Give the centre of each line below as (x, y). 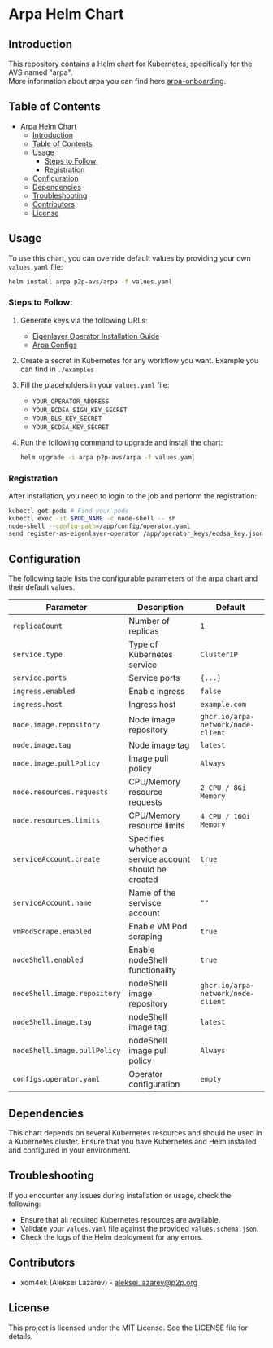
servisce (145, 903)
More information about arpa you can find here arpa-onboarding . (117, 81)
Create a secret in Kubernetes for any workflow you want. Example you (139, 360)
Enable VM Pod (158, 927)
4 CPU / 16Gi (225, 817)
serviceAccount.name (52, 903)
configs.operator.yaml (56, 1079)
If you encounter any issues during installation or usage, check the (120, 1195)
